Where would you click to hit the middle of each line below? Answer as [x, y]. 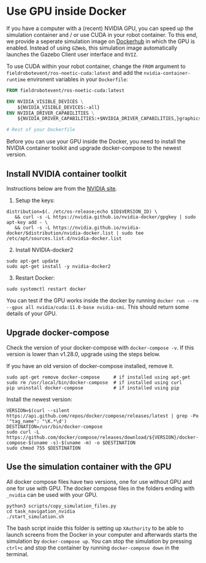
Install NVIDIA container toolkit [67, 174]
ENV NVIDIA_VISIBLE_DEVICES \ [45, 101]
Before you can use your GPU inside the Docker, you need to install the [96, 142]
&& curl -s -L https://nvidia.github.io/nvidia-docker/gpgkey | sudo [105, 217]
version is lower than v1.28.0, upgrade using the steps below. [83, 354]
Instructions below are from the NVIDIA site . [62, 189]
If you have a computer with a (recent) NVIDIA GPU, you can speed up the [100, 28]
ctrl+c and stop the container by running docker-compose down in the [93, 548]
